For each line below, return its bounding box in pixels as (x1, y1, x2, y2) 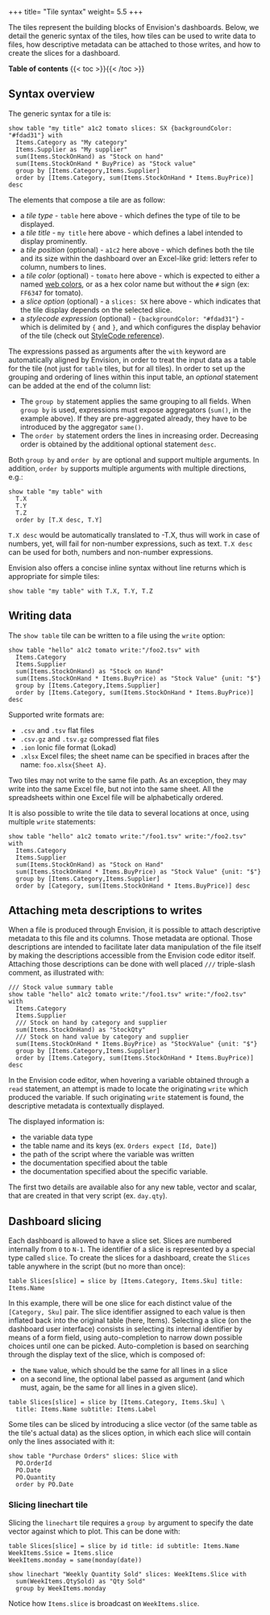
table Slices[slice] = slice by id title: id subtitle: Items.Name (8, 1542, 240, 1550)
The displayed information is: (8, 1117, 105, 1126)
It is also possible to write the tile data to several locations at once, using (8, 807, 250, 818)
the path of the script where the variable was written (19, 1150, 195, 1160)
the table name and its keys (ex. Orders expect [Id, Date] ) (19, 1141, 218, 1151)
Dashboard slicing (8, 1214, 102, 1228)
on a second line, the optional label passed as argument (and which (19, 1374, 245, 1384)
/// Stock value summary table (8, 984, 114, 992)
